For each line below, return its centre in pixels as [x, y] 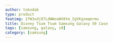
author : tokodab [22, 10]
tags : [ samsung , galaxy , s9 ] [35, 28]
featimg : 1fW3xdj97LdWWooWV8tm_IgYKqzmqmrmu [52, 19]
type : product [20, 14]
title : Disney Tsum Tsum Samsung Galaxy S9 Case [56, 23]
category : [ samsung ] [27, 33]
